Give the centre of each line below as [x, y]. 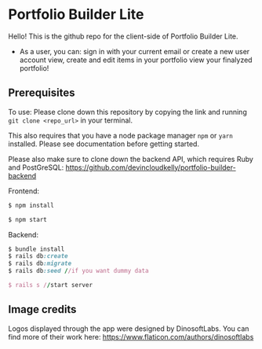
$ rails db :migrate [40, 264]
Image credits [42, 309]
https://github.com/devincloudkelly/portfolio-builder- [151, 167]
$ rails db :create [38, 256]
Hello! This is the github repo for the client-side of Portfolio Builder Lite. [123, 36]
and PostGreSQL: [36, 167]
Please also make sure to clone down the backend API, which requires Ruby [131, 159]
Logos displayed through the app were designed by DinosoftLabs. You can [129, 329]
